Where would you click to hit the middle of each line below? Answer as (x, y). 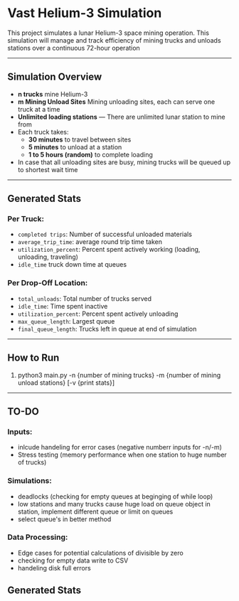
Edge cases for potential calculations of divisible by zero (100, 553)
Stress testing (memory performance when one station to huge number (122, 455)
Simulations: (30, 481)
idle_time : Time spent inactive (63, 306)
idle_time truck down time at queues (72, 265)
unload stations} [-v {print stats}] (66, 383)
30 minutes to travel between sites (80, 139)
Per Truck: (26, 219)
